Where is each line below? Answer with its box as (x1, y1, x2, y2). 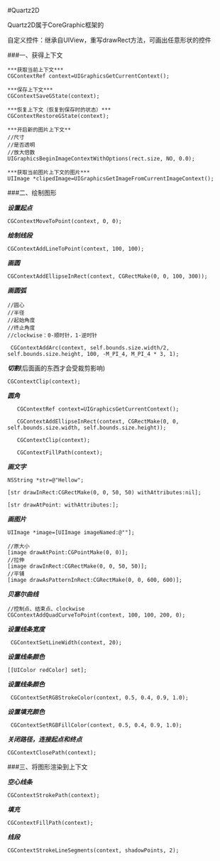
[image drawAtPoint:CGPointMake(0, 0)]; (7, 549, 129, 556)
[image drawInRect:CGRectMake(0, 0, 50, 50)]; (7, 563, 148, 570)
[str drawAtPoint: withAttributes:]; (7, 502, 119, 509)
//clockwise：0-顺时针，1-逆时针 (7, 332, 98, 339)
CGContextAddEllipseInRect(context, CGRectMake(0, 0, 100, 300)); (7, 273, 208, 280)
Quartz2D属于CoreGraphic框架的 (7, 21, 104, 29)
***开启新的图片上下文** (7, 126, 71, 134)
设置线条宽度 (7, 625, 45, 633)
